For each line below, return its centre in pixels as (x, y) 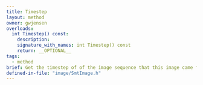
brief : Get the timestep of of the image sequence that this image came (100, 67)
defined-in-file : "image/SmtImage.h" (54, 73)
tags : (13, 56)
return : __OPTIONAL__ (44, 51)
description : (34, 40)
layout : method (25, 17)
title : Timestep (27, 12)
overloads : (20, 28)
